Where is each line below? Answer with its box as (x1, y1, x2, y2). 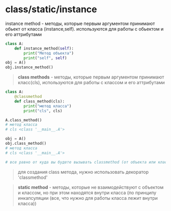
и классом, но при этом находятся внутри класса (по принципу (17, 190, 157, 196)
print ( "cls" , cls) (23, 108, 63, 113)
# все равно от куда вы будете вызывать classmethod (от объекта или (5, 160, 156, 165)
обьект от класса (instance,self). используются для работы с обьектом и (5, 25, 164, 32)
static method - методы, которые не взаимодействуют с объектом (17, 184, 164, 190)
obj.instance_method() (5, 65, 53, 70)
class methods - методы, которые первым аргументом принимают (17, 74, 164, 80)
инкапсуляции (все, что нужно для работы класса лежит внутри (17, 195, 158, 201)
